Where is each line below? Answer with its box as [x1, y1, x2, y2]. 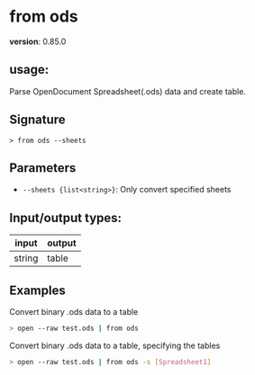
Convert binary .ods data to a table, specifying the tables [9, 340, 221, 351]
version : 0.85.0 [9, 36, 67, 47]
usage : [9, 62, 50, 77]
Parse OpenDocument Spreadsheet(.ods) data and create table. [9, 85, 246, 96]
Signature [9, 112, 66, 128]
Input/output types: [9, 210, 123, 226]
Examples [9, 282, 66, 298]
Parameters [9, 160, 77, 175]
